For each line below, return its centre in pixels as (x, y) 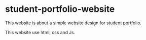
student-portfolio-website (60, 9)
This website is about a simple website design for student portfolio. (73, 23)
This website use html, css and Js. (40, 32)
